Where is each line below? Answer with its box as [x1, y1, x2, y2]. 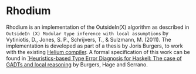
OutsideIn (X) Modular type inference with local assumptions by [6, 29, 169, 36]
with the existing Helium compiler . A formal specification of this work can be [6, 48, 191, 55]
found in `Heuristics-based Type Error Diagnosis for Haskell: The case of [6, 55, 182, 62]
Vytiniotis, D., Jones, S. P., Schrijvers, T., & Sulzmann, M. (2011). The [6, 36, 171, 43]
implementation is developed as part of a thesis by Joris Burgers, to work [6, 42, 183, 49]
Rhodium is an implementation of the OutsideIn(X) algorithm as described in [6, 23, 190, 31]
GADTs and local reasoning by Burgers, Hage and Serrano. [6, 60, 148, 68]
